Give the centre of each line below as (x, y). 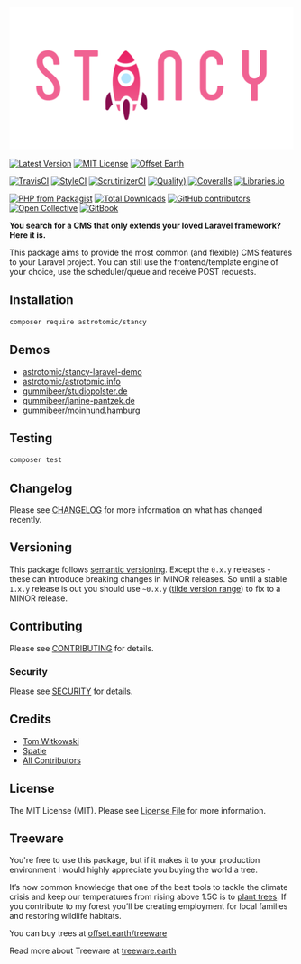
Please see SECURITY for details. (71, 691)
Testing (31, 438)
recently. (26, 519)
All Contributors (51, 760)
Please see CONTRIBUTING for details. (82, 648)
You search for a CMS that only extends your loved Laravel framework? (146, 225)
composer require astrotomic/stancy (78, 322)
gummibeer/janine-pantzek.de (78, 400)
